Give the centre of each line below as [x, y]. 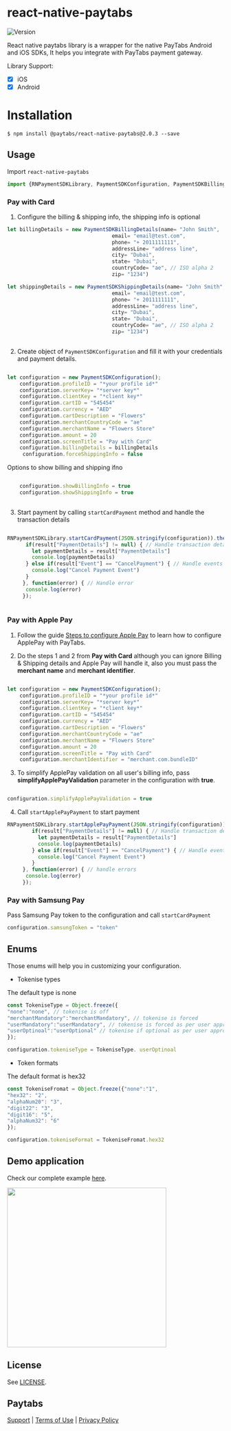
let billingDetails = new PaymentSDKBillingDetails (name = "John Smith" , [113, 229]
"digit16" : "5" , [30, 1115]
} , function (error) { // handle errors [79, 870]
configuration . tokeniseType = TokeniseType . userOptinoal [92, 1050]
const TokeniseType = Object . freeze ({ [63, 1005]
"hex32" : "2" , [27, 1095]
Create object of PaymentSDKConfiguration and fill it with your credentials [120, 351]
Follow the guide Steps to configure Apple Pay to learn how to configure [119, 635]
